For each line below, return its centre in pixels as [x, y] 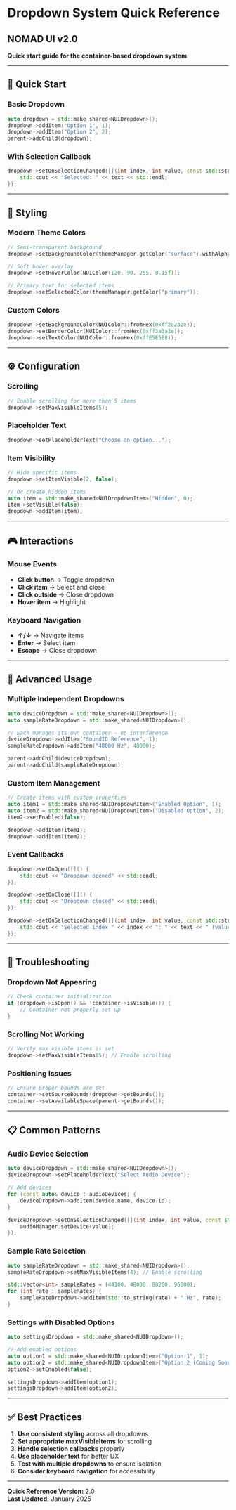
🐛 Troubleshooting [48, 962]
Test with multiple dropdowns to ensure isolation [89, 1464]
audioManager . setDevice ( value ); [67, 1226]
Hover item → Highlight [52, 601]
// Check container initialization [59, 997]
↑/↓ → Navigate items [51, 636]
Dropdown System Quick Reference [113, 13]
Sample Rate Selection [47, 1251]
